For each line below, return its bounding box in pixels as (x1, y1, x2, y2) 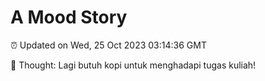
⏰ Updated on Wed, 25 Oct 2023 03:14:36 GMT (10, 39, 207, 51)
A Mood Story (10, 6, 128, 29)
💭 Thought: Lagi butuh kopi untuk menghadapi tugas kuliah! (10, 59, 257, 71)
